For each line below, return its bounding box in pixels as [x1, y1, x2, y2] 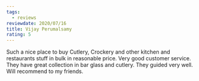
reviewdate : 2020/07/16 [6, 20, 67, 26]
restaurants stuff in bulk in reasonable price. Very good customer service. [6, 55, 192, 62]
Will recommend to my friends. [6, 68, 84, 75]
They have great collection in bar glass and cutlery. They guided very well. [6, 62, 194, 69]
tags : [6, 9, 20, 15]
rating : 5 [6, 32, 32, 38]
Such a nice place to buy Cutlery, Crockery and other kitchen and [6, 48, 170, 55]
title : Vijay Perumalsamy [6, 26, 72, 32]
